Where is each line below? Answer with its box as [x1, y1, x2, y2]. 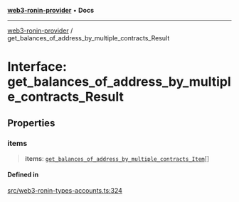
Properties [7, 117, 55, 129]
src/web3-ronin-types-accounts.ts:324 [7, 186, 123, 195]
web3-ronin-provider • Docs [7, 6, 95, 14]
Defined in [7, 170, 39, 179]
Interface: [7, 59, 68, 75]
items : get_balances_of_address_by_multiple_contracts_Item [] [24, 154, 210, 162]
